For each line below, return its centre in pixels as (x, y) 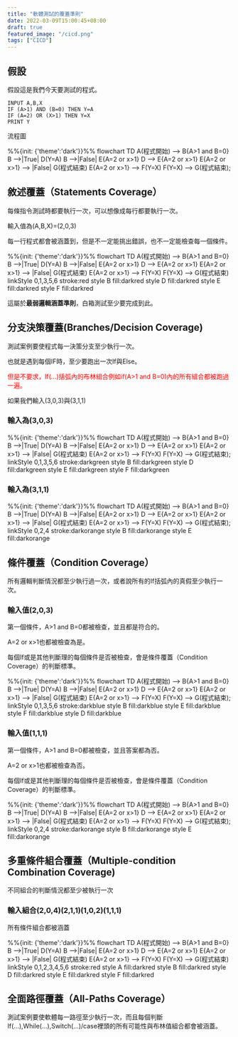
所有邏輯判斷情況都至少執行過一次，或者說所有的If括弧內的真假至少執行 (112, 581)
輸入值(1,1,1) (28, 733)
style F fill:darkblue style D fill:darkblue (65, 713)
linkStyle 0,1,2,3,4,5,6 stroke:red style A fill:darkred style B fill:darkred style (117, 967)
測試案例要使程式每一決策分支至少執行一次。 (73, 346)
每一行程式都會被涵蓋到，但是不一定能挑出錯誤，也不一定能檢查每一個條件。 (119, 241)
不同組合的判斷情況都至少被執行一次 (60, 890)
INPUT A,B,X (25, 103)
